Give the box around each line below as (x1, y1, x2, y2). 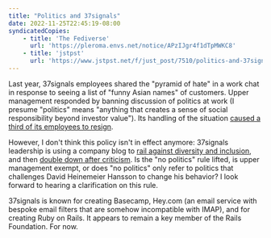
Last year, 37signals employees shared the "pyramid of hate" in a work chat (8, 78, 260, 89)
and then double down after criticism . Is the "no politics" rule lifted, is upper (8, 154, 260, 164)
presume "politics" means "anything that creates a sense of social (8, 104, 228, 114)
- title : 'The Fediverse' (23, 34, 110, 43)
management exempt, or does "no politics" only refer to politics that (8, 163, 234, 173)
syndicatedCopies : (8, 27, 70, 35)
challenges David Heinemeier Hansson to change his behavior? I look (8, 171, 239, 182)
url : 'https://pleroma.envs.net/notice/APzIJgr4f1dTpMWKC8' (29, 42, 236, 50)
